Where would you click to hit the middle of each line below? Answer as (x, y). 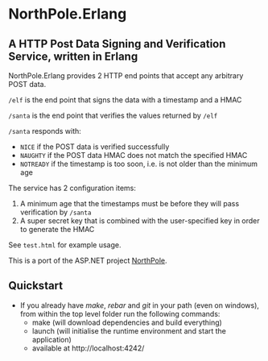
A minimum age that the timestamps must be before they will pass (130, 203)
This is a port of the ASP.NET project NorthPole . (88, 260)
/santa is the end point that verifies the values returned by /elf (113, 115)
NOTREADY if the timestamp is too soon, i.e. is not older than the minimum (139, 164)
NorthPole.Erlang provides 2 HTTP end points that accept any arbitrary (126, 76)
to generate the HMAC (57, 229)
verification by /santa (56, 212)
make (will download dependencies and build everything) (127, 322)
